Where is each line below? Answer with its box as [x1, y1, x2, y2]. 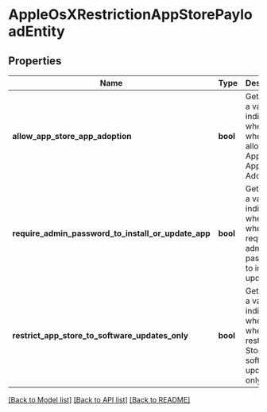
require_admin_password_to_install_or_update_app [12, 228, 211, 239]
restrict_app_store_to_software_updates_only [12, 330, 189, 341]
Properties [8, 54, 62, 67]
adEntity [8, 22, 65, 40]
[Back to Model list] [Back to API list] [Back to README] [8, 395, 191, 404]
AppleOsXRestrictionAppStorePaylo [8, 6, 253, 24]
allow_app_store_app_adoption [12, 131, 132, 141]
